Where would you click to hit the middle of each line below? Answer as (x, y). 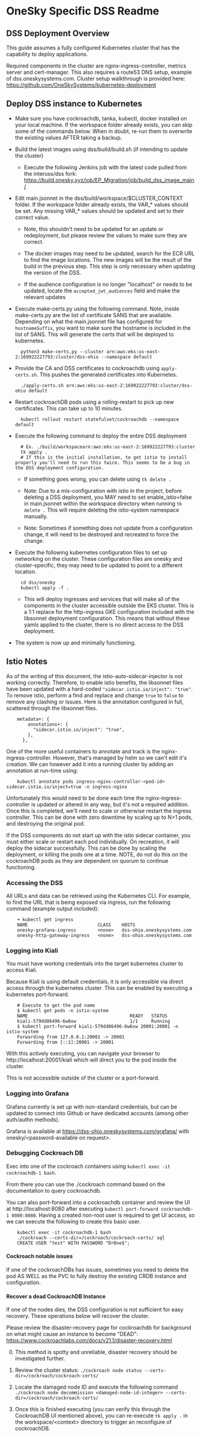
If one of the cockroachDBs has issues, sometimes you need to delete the (97, 1270)
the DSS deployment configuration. (59, 468)
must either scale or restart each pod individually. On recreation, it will (93, 841)
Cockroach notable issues (40, 1256)
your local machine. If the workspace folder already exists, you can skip (104, 125)
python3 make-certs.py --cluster (62, 351)
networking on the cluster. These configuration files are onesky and (99, 558)
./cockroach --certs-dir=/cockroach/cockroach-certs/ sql (91, 1238)
